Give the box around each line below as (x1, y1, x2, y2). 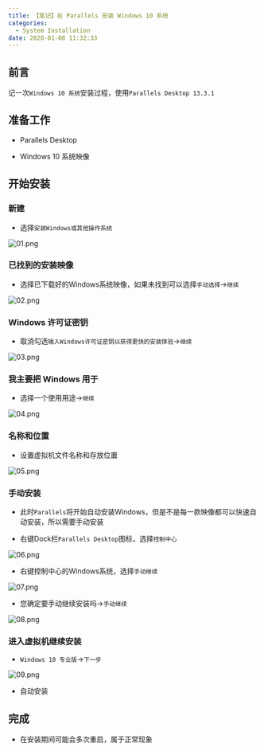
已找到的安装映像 (8, 260, 74, 271)
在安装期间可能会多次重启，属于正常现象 (19, 734, 153, 745)
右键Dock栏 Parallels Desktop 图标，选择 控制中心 (19, 534, 177, 544)
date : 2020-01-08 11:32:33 (8, 33, 98, 42)
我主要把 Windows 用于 (8, 374, 99, 385)
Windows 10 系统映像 (19, 151, 90, 161)
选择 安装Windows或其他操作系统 (19, 222, 113, 232)
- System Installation (15, 26, 91, 34)
